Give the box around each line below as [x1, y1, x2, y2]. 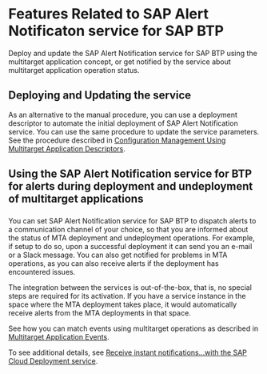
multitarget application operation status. [8, 65, 140, 74]
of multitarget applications [8, 192, 144, 206]
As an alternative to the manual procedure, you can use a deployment [8, 110, 238, 119]
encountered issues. [8, 267, 76, 277]
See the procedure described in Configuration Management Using [8, 135, 226, 145]
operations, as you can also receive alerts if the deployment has [8, 259, 219, 268]
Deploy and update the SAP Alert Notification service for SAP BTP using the [8, 48, 257, 58]
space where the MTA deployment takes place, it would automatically [8, 300, 237, 309]
